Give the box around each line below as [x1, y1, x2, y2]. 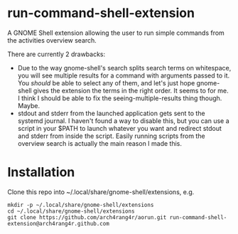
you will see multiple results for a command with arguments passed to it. [17, 71, 230, 80]
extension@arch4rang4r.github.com [7, 220, 110, 227]
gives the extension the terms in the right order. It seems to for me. [33, 86, 229, 95]
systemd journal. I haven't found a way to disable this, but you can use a [17, 116, 229, 125]
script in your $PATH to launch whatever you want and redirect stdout [17, 124, 222, 132]
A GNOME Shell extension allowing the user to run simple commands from [7, 28, 225, 37]
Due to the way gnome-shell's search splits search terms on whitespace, [17, 63, 232, 72]
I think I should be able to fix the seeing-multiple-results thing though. [17, 94, 222, 102]
